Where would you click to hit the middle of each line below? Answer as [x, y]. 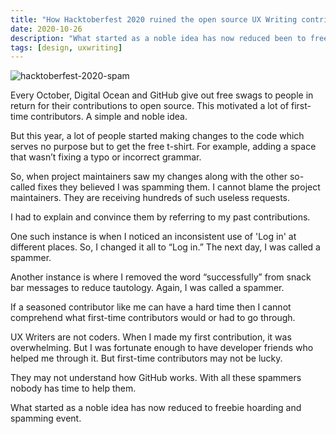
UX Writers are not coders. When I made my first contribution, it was [151, 337]
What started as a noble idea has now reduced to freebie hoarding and [156, 408]
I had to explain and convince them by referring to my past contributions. [160, 217]
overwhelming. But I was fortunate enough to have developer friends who [162, 348]
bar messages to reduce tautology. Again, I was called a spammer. [147, 288]
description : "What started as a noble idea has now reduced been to [158, 38]
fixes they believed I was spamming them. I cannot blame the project [179, 187]
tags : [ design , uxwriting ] [66, 47]
